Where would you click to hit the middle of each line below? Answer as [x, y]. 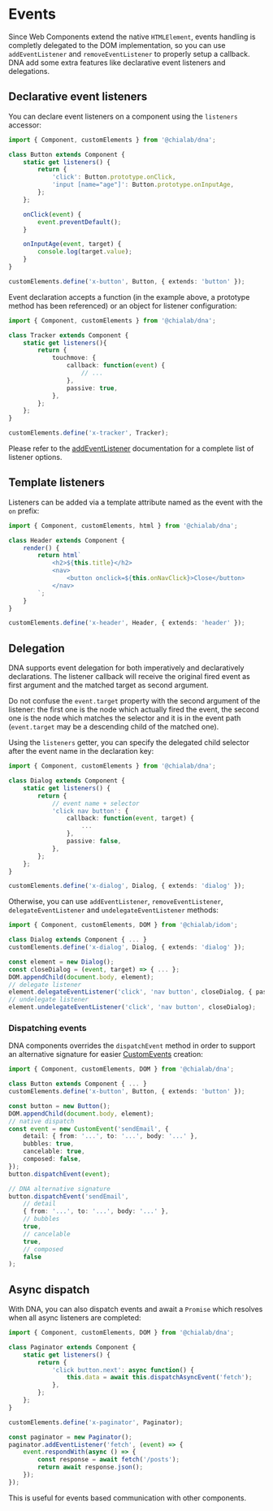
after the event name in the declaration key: [81, 751]
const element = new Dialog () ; [61, 962]
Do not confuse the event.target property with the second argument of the [134, 701]
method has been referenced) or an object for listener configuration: [123, 305]
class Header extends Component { [67, 540]
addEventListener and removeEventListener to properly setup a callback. [129, 54]
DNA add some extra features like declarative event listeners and [117, 63]
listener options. [35, 457]
